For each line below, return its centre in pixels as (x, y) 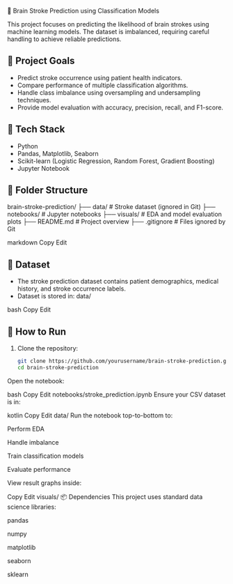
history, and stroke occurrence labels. (72, 289)
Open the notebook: (36, 381)
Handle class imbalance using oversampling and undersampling (109, 92)
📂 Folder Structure (48, 191)
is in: (14, 401)
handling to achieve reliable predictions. (64, 39)
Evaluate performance (39, 469)
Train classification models (46, 456)
